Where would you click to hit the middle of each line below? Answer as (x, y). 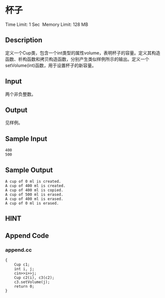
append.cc (19, 249)
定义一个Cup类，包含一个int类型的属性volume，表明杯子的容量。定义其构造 (83, 52)
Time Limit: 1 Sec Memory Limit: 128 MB (47, 24)
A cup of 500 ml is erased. (34, 194)
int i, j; (24, 269)
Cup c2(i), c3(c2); (34, 278)
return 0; (24, 286)
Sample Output (29, 170)
